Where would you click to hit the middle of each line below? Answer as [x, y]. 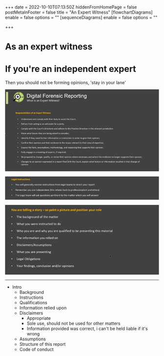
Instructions [31, 297]
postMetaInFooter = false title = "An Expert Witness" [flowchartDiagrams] [79, 12]
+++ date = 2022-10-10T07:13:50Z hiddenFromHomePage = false [71, 7]
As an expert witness [49, 47]
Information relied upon [43, 308]
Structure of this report [42, 344]
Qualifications [33, 302]
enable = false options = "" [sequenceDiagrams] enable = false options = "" [81, 17]
